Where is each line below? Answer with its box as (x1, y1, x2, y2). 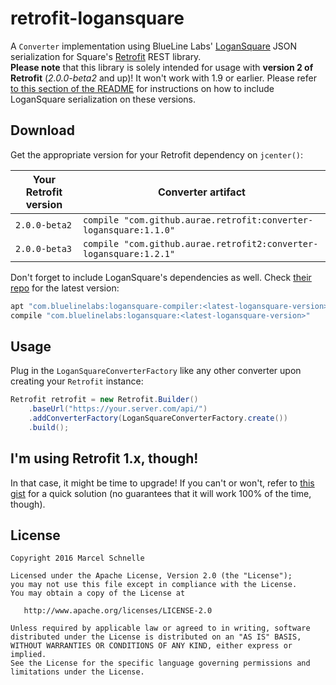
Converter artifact (157, 185, 246, 199)
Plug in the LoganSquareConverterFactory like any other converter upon (10, 365, 302, 377)
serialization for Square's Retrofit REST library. (10, 50, 202, 62)
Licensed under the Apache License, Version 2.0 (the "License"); (10, 571, 293, 581)
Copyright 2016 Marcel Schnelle (10, 553, 145, 564)
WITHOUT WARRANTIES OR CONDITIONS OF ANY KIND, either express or (10, 641, 293, 651)
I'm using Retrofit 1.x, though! (10, 450, 199, 467)
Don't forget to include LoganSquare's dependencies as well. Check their (10, 271, 312, 283)
